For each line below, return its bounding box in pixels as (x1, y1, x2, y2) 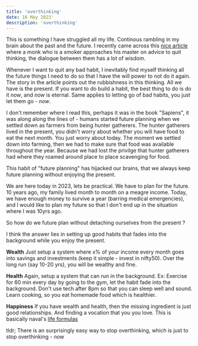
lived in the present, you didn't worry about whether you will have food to (6, 128, 184, 135)
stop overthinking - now (6, 333, 64, 341)
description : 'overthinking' (6, 20, 78, 25)
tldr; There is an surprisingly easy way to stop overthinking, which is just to (6, 327, 189, 334)
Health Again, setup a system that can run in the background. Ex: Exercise (6, 273, 187, 280)
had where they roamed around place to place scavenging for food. (6, 153, 171, 161)
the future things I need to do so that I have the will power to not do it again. (6, 72, 191, 80)
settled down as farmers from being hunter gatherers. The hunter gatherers (6, 122, 190, 129)
